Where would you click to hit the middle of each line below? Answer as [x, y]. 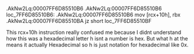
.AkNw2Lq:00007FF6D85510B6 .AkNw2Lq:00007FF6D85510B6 [84, 9]
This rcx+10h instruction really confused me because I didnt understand [94, 32]
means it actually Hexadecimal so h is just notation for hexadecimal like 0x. [97, 45]
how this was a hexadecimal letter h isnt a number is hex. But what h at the [97, 38]
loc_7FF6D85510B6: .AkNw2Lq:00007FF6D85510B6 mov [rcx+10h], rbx [93, 15]
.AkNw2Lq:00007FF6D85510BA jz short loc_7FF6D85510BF [79, 21]
